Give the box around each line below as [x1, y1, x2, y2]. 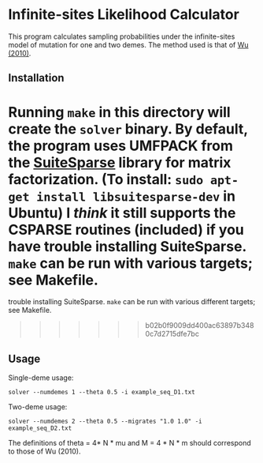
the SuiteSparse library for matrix [8, 153, 232, 171]
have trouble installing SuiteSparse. [8, 237, 246, 255]
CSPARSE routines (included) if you [8, 220, 244, 239]
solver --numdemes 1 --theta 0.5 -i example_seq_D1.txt [8, 389, 195, 397]
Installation [8, 71, 65, 85]
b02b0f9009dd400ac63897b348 [145, 321, 254, 330]
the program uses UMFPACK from [8, 137, 234, 155]
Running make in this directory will [8, 103, 231, 121]
